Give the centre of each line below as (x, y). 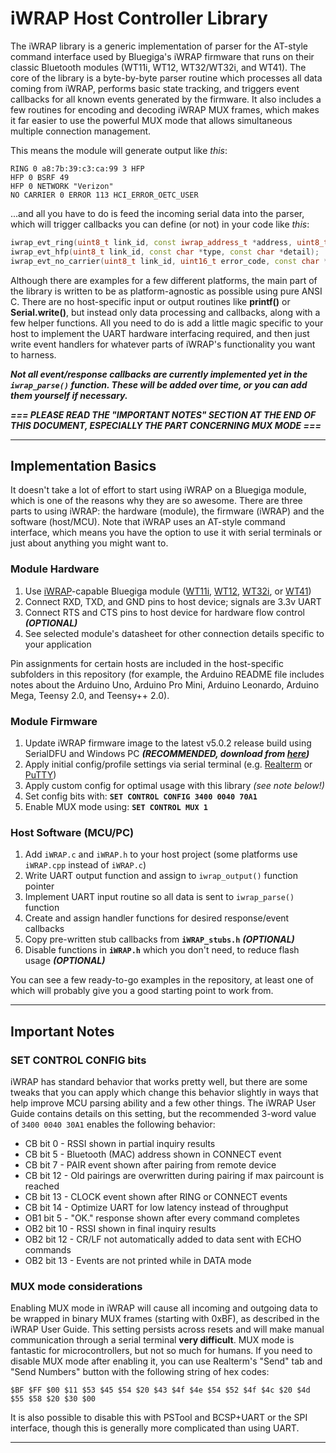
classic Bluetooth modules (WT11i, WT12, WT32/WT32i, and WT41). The (158, 67)
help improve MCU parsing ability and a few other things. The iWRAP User (163, 1103)
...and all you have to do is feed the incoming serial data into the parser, (157, 213)
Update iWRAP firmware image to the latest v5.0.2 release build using (168, 743)
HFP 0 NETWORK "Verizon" (62, 186)
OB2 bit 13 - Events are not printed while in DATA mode (138, 1260)
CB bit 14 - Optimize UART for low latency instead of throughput (156, 1207)
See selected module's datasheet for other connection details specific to (174, 633)
